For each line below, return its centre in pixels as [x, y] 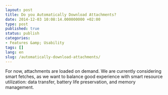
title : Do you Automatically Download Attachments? [61, 15]
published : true [22, 29]
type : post [17, 24]
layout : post [19, 10]
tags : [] [14, 47]
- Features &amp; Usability [35, 43]
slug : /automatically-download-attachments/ [53, 57]
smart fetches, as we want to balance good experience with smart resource [84, 77]
